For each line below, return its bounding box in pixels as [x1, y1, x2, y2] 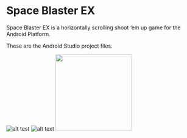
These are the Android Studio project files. [6, 42, 113, 49]
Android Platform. [6, 30, 51, 37]
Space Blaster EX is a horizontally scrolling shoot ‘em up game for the [6, 24, 181, 31]
